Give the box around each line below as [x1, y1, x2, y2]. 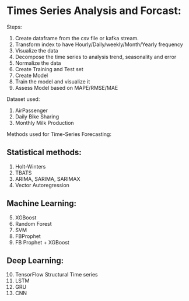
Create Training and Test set [15, 65, 83, 72]
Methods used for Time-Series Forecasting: [6, 130, 111, 138]
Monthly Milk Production [15, 119, 75, 126]
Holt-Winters [15, 163, 46, 170]
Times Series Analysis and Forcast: [6, 4, 181, 17]
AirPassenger [15, 107, 48, 114]
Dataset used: [6, 95, 40, 103]
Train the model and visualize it [15, 78, 90, 85]
